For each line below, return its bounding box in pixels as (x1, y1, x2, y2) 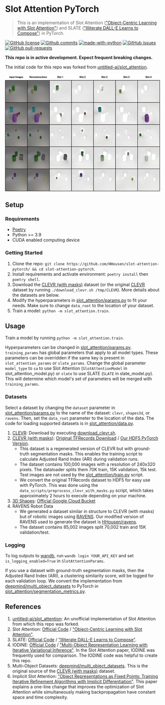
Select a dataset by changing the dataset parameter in (5, 405, 115, 411)
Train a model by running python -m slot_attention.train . (5, 335, 124, 341)
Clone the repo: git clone (12, 260, 65, 266)
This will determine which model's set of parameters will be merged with (5, 376, 152, 382)
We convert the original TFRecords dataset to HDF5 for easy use (19, 477, 151, 483)
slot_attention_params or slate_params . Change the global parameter (5, 360, 146, 366)
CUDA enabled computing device (12, 237, 80, 243)
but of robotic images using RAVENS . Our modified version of (19, 513, 144, 519)
